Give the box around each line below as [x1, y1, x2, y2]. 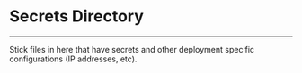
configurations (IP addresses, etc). [9, 53, 138, 64]
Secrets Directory [9, 6, 144, 27]
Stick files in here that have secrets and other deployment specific [9, 44, 254, 54]
